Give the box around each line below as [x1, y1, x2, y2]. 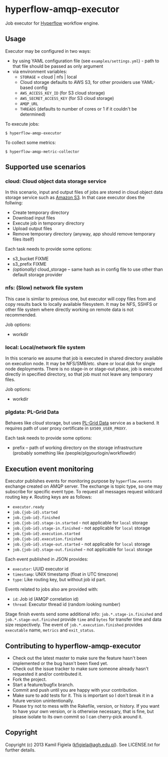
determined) [20, 111, 46, 117]
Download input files [12, 215, 55, 221]
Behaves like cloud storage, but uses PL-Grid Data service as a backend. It [5, 420, 159, 426]
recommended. [5, 311, 37, 317]
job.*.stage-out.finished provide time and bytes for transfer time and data [5, 616, 162, 622]
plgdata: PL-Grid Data [5, 408, 59, 415]
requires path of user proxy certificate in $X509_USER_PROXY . [5, 425, 127, 431]
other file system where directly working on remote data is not [5, 306, 134, 312]
